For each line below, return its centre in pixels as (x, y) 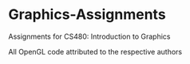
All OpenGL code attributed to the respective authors (95, 51)
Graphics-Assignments (87, 15)
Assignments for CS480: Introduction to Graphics (89, 36)
